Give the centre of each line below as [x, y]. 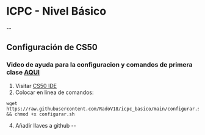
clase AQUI [23, 73]
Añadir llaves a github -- [45, 125]
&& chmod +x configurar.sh [41, 114]
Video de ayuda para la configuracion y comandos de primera [99, 65]
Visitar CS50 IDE [36, 86]
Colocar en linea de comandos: [54, 92]
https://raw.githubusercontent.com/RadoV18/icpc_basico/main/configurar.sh [105, 109]
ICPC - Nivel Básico [56, 11]
